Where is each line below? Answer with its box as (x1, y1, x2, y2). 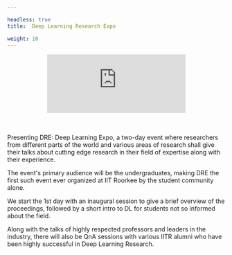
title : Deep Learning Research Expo (7, 22, 116, 30)
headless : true (7, 16, 51, 23)
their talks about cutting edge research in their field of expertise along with (7, 148, 220, 157)
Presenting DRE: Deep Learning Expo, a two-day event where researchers (7, 133, 219, 142)
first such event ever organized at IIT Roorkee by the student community (7, 176, 214, 184)
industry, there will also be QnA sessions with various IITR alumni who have (7, 233, 222, 241)
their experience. (7, 155, 56, 164)
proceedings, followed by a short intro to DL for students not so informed (7, 204, 216, 213)
